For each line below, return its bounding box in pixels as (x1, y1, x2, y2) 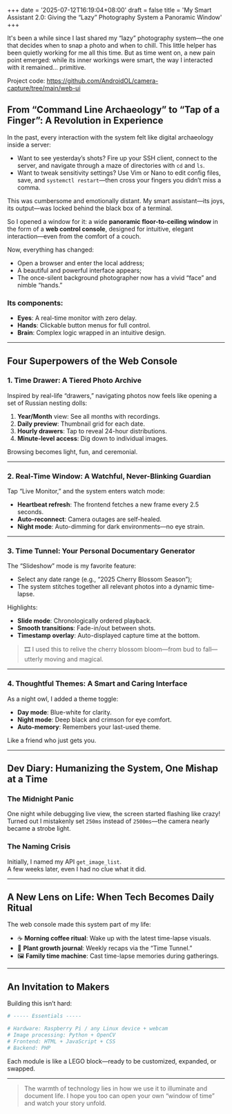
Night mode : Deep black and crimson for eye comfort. (17, 715, 172, 724)
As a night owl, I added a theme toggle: (7, 695, 119, 703)
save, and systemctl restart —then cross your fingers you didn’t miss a (17, 176, 222, 184)
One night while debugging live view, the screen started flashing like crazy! (7, 810, 221, 818)
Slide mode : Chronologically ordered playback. (17, 616, 152, 625)
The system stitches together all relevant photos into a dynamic (17, 583, 198, 591)
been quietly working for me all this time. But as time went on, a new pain (7, 48, 215, 57)
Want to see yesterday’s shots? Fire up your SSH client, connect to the (17, 153, 217, 162)
